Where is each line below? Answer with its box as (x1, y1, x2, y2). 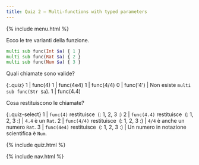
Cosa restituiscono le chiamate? (6, 99, 84, 107)
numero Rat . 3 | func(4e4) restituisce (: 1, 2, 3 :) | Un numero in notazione (6, 123, 187, 131)
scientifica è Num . (6, 130, 48, 137)
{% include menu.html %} (6, 25, 70, 32)
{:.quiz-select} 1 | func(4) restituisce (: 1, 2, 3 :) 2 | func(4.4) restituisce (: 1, (6, 111, 194, 118)
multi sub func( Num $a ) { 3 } (6, 59, 81, 66)
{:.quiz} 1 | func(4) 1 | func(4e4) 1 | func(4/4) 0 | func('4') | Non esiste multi (6, 82, 191, 89)
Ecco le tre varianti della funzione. (6, 36, 90, 43)
